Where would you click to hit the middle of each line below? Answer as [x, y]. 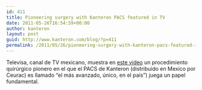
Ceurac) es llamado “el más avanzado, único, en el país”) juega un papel [96, 75]
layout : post [23, 34]
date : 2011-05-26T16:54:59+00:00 [48, 23]
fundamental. [23, 81]
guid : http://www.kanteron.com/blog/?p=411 [62, 40]
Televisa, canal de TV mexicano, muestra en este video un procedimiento [97, 62]
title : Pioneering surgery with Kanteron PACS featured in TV [86, 17]
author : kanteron [28, 28]
